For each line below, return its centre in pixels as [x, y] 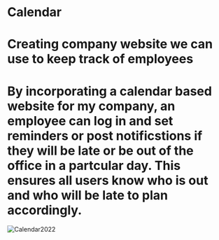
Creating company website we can [110, 44]
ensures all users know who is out [108, 180]
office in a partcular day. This [94, 165]
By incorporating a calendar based [109, 91]
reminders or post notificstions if [105, 135]
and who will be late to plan [88, 195]
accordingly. [45, 210]
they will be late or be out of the [100, 150]
